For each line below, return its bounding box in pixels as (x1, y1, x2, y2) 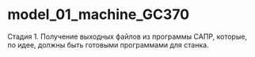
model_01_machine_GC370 (7, 6, 190, 24)
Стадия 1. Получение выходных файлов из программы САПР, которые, (7, 32, 247, 41)
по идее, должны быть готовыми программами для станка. (7, 40, 209, 49)
